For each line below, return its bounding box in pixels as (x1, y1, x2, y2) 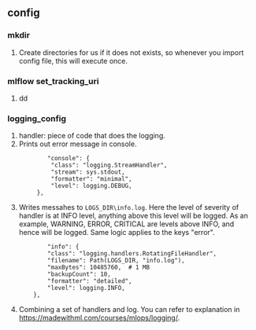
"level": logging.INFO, (47, 284, 125, 292)
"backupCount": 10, (47, 270, 111, 278)
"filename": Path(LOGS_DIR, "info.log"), (47, 257, 186, 265)
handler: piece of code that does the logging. (18, 131, 166, 141)
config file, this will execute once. (18, 56, 128, 65)
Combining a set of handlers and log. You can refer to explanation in (18, 305, 240, 314)
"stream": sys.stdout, (50, 168, 125, 176)
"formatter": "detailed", (47, 277, 132, 285)
